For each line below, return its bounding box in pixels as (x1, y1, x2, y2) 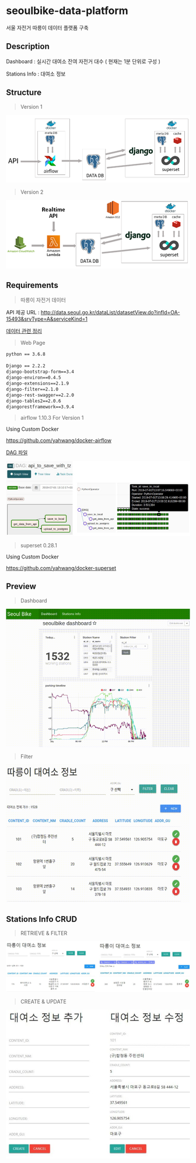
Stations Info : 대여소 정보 (6, 70, 66, 77)
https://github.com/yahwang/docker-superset (6, 564, 117, 571)
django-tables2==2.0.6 (6, 398, 61, 404)
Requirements (6, 280, 58, 290)
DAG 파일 (6, 449, 28, 456)
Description (6, 42, 50, 52)
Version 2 (20, 188, 44, 195)
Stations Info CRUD (6, 914, 78, 924)
